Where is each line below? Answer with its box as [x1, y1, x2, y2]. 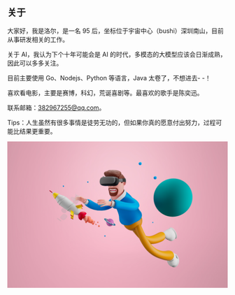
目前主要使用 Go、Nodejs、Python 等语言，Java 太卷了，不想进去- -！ [7, 73, 211, 82]
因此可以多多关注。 [7, 59, 63, 67]
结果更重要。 [19, 127, 57, 135]
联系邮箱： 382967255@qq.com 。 [7, 103, 106, 112]
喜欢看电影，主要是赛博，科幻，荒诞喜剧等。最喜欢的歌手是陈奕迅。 [7, 88, 204, 96]
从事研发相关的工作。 [7, 35, 69, 43]
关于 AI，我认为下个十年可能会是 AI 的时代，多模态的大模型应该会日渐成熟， [7, 50, 227, 58]
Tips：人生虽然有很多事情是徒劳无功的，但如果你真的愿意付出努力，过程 [7, 118, 216, 127]
